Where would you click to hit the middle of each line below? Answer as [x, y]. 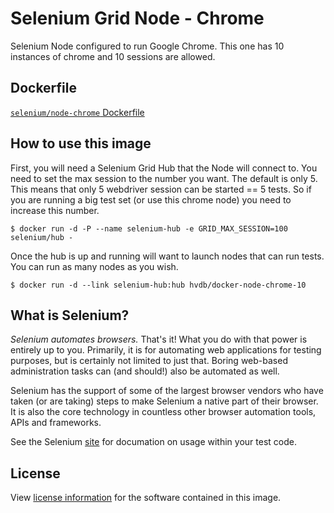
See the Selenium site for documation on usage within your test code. [153, 442]
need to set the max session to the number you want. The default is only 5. [164, 178]
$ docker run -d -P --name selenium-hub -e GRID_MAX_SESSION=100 [149, 228]
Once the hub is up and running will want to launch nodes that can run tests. [167, 256]
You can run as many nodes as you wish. [94, 266]
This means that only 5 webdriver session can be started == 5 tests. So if [161, 189]
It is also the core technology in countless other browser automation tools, [163, 412]
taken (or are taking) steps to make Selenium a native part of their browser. [164, 401]
